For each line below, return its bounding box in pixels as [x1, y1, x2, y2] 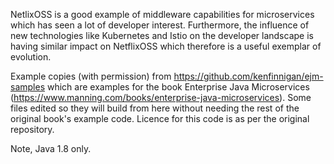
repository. [10, 124, 55, 135]
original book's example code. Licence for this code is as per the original [10, 113, 310, 124]
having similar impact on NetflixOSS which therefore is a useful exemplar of [10, 40, 322, 52]
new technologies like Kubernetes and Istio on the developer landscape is [10, 30, 314, 41]
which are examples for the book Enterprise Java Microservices [46, 81, 310, 93]
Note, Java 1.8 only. [10, 143, 92, 154]
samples [10, 81, 46, 93]
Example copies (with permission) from [10, 70, 172, 82]
